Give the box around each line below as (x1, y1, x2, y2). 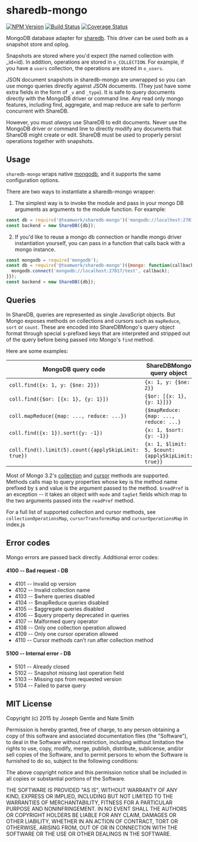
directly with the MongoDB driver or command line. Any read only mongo (6, 95, 184, 102)
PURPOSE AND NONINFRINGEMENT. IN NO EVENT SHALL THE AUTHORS (6, 805, 187, 812)
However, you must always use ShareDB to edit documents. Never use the (6, 118, 187, 126)
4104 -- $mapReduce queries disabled (14, 599, 109, 606)
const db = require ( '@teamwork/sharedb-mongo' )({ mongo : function (6, 263, 170, 269)
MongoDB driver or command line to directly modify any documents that (6, 125, 182, 132)
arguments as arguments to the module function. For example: (14, 206, 166, 213)
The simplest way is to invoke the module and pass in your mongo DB (14, 199, 184, 206)
